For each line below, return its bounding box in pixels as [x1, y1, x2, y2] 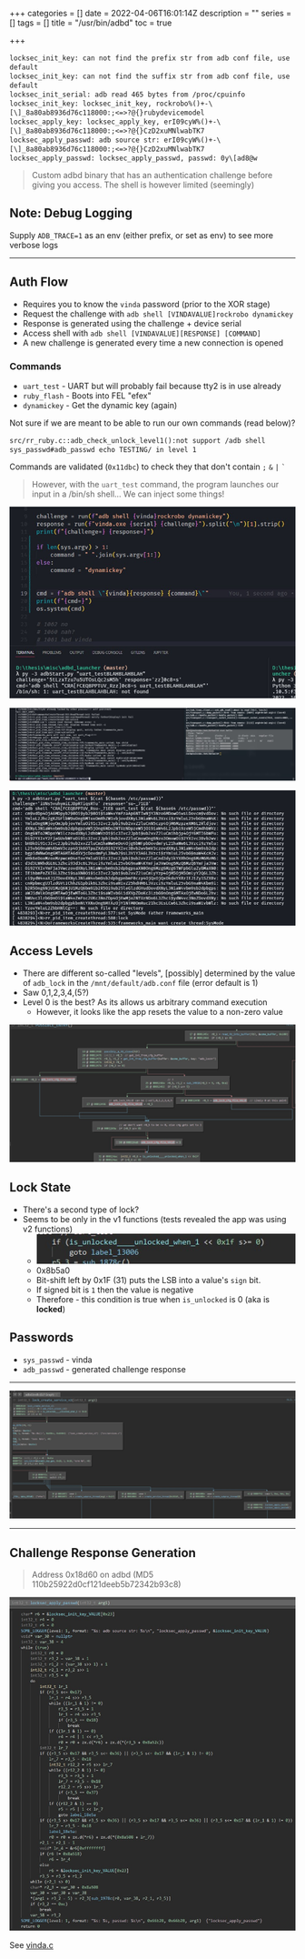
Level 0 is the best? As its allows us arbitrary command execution [22, 996, 268, 1008]
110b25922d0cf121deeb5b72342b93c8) [31, 1579, 182, 1590]
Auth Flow [9, 275, 69, 290]
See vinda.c [9, 1940, 54, 1951]
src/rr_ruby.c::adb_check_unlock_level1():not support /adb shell [9, 436, 266, 445]
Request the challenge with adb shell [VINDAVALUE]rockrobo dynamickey [22, 308, 293, 319]
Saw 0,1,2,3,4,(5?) [22, 987, 89, 998]
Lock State [9, 1180, 71, 1195]
